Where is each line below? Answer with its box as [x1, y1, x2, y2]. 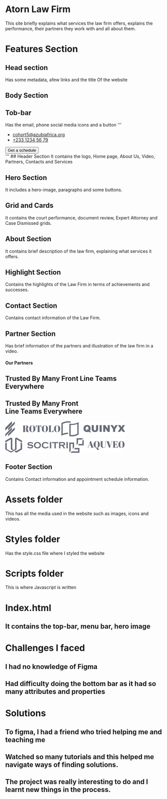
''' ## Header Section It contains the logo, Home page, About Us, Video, [5, 153, 155, 159]
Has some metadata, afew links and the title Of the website [5, 77, 128, 83]
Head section [5, 63, 48, 72]
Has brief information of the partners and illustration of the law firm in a [5, 343, 154, 349]
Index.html [5, 602, 51, 613]
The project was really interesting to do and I [5, 778, 148, 786]
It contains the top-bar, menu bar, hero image [5, 622, 150, 631]
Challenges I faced [5, 642, 85, 654]
